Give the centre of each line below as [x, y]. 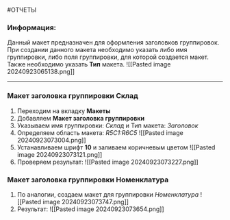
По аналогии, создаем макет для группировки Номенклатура [108, 194]
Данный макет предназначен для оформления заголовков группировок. [113, 42]
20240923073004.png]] [52, 140]
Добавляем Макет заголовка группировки [81, 118]
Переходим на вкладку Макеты [64, 111]
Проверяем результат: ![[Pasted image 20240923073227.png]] [107, 162]
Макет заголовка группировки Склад [73, 96]
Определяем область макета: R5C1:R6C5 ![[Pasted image [100, 132]
